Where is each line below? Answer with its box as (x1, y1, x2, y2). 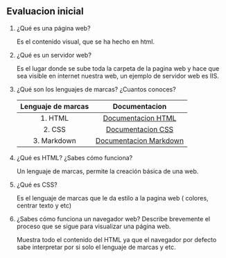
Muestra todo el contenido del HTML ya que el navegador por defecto (16, 235, 217, 243)
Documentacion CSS (105, 124, 174, 134)
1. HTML (40, 113, 69, 123)
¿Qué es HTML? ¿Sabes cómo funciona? (16, 153, 133, 162)
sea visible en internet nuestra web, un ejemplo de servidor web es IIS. (16, 71, 219, 80)
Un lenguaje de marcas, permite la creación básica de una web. (16, 166, 199, 175)
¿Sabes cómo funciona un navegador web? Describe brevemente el (16, 214, 211, 223)
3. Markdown (33, 135, 77, 145)
